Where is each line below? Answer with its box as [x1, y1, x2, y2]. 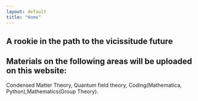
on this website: [6, 66, 67, 76]
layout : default [6, 8, 47, 15]
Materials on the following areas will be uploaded [6, 56, 193, 67]
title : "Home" [6, 14, 42, 20]
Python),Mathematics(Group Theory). [6, 87, 98, 95]
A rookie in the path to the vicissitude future [6, 36, 173, 46]
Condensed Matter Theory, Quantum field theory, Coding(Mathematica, [6, 81, 182, 89]
